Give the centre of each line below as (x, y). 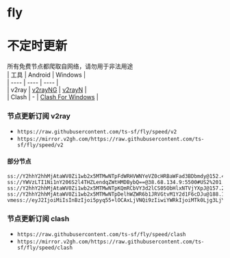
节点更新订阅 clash (38, 218)
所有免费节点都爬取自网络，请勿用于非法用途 (70, 66)
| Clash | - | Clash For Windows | (53, 97)
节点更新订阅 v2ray (39, 116)
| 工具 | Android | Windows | (47, 75)
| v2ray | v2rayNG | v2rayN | (47, 90)
